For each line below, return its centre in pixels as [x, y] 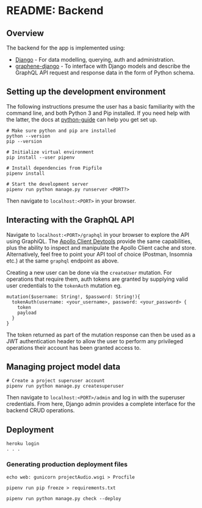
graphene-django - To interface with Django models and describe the [103, 66]
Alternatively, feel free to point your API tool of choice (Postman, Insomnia [99, 254]
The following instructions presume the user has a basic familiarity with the [101, 106]
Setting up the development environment [86, 92]
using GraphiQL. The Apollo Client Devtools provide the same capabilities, [99, 241]
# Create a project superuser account [56, 381]
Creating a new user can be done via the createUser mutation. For [89, 272]
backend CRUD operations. [41, 410]
